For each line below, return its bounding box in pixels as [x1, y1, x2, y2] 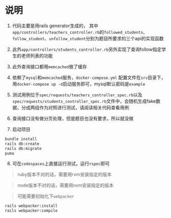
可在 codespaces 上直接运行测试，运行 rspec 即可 [12, 161, 110, 167]
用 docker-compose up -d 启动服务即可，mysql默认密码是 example [12, 80, 145, 87]
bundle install [5, 136, 37, 141]
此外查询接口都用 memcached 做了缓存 [12, 63, 88, 70]
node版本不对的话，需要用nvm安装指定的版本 [17, 182, 114, 188]
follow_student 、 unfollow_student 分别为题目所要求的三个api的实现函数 [12, 35, 164, 41]
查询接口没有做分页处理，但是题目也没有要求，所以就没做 [12, 115, 134, 121]
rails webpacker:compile [5, 208, 58, 213]
